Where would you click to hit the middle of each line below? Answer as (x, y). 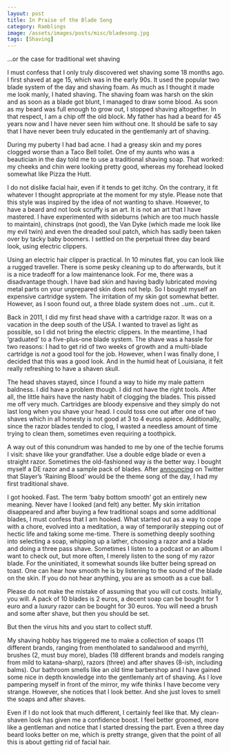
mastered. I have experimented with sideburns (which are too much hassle (113, 217)
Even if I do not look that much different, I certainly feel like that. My (103, 713)
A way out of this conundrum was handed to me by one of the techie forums (115, 447)
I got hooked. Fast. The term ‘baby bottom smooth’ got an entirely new (107, 497)
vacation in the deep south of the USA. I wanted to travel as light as (103, 325)
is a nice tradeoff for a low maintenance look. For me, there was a (100, 275)
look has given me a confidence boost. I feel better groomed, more (124, 720)
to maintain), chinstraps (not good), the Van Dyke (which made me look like (114, 224)
